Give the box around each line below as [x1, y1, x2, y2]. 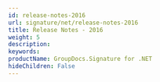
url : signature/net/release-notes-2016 [8, 19, 139, 27]
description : [8, 41, 51, 48]
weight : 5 [8, 33, 41, 41]
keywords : [8, 48, 41, 55]
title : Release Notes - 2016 [8, 26, 104, 34]
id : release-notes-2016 [8, 11, 86, 20]
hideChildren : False [8, 62, 76, 70]
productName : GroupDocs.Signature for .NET [8, 55, 153, 63]
